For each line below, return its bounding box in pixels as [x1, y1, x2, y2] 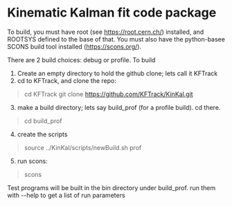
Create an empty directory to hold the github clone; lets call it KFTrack [17, 69, 218, 77]
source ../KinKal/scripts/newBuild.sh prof [24, 143, 142, 151]
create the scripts [17, 130, 68, 138]
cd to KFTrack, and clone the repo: [17, 76, 116, 84]
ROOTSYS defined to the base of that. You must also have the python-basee [7, 35, 225, 43]
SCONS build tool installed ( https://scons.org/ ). [7, 42, 142, 50]
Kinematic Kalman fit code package [7, 5, 217, 21]
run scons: [17, 157, 48, 165]
